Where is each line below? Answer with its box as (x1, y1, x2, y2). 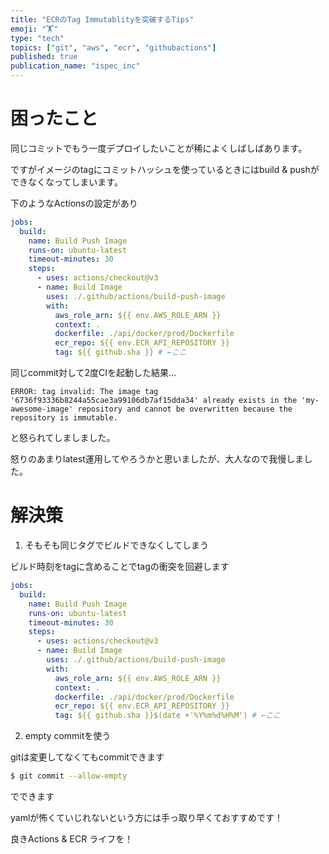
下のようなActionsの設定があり (10, 197, 138, 209)
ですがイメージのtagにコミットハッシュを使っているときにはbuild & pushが (10, 163, 320, 175)
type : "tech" (10, 33, 65, 43)
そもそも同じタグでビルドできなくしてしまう (24, 539, 210, 551)
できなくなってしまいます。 (10, 176, 123, 188)
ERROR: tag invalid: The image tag (10, 387, 159, 397)
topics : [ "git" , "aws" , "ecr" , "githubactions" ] (10, 42, 217, 53)
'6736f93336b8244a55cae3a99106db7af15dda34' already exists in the (10, 396, 298, 406)
